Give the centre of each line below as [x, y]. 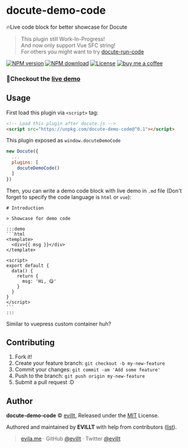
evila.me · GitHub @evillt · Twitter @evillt [70, 439]
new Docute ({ [22, 151]
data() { [22, 271]
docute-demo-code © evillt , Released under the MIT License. [83, 416]
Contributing [30, 342]
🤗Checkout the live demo [43, 78]
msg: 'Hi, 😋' [39, 281]
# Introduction [25, 208]
